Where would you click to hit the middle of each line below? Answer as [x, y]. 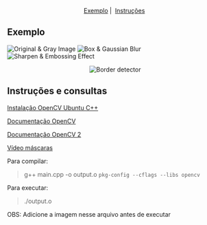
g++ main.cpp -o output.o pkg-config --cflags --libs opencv [112, 174]
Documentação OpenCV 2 [44, 134]
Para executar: [28, 187]
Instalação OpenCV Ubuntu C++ [53, 107]
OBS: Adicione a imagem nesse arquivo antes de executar [89, 214]
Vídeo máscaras [30, 147]
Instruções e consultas [57, 91]
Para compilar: [28, 161]
